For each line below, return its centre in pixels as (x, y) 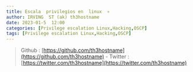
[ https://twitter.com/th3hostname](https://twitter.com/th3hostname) (104, 63)
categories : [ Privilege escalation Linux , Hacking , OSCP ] (77, 28)
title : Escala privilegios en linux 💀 (58, 12)
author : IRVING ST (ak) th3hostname (53, 17)
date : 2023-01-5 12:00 (36, 22)
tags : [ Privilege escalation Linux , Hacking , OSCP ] (69, 34)
